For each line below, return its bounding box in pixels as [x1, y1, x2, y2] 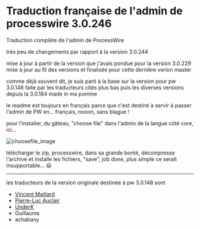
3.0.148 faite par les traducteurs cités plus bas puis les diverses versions [6, 83, 185, 91]
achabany [14, 216, 40, 223]
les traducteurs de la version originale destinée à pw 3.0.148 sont [6, 179, 165, 186]
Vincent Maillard [14, 190, 55, 197]
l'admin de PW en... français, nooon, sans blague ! [6, 108, 130, 115]
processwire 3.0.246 [6, 17, 112, 30]
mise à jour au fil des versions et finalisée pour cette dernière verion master [6, 66, 192, 73]
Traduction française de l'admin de [6, 4, 183, 18]
